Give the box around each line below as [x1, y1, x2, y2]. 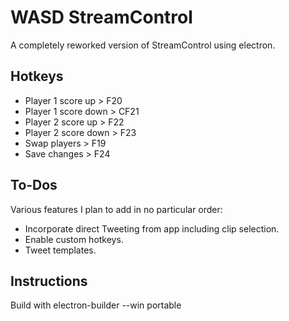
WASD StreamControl [10, 6, 193, 29]
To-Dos [10, 177, 58, 194]
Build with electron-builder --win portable [10, 299, 182, 311]
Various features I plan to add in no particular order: [10, 203, 223, 215]
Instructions [10, 272, 88, 290]
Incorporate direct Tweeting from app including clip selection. [24, 222, 280, 235]
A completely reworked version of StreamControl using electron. [10, 39, 276, 51]
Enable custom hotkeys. [24, 233, 124, 245]
